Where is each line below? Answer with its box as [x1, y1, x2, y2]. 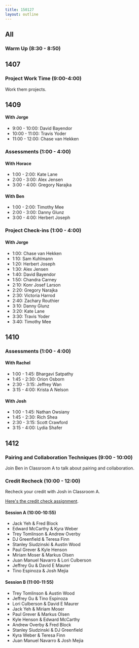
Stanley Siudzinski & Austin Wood [12, 542, 81, 548]
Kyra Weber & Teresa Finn [12, 632, 66, 638]
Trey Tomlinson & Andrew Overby [12, 531, 81, 537]
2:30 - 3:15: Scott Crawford [12, 420, 68, 426]
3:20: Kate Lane [12, 308, 45, 314]
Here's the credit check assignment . [5, 498, 79, 504]
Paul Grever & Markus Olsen [12, 611, 70, 617]
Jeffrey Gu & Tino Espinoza [12, 595, 68, 601]
